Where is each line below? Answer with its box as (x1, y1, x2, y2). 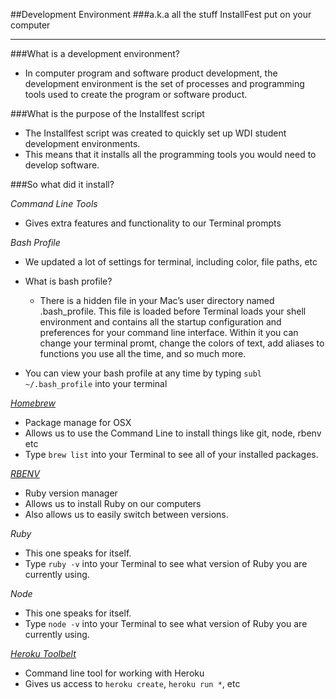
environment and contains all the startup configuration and (39, 316, 282, 328)
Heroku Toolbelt (10, 648, 77, 659)
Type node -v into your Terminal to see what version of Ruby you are (24, 618, 308, 629)
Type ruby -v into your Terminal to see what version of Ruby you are (24, 558, 308, 569)
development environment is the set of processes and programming (24, 78, 305, 89)
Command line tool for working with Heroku (24, 667, 205, 679)
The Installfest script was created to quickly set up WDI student (24, 127, 287, 139)
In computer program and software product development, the (24, 67, 278, 79)
